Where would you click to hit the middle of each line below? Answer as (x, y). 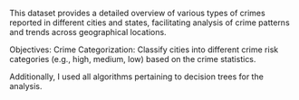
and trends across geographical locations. (88, 32)
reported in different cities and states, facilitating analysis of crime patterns (149, 23)
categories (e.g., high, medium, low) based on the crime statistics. (133, 59)
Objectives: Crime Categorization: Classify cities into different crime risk (144, 50)
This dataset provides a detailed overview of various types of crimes (137, 13)
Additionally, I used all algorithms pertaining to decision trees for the (137, 77)
